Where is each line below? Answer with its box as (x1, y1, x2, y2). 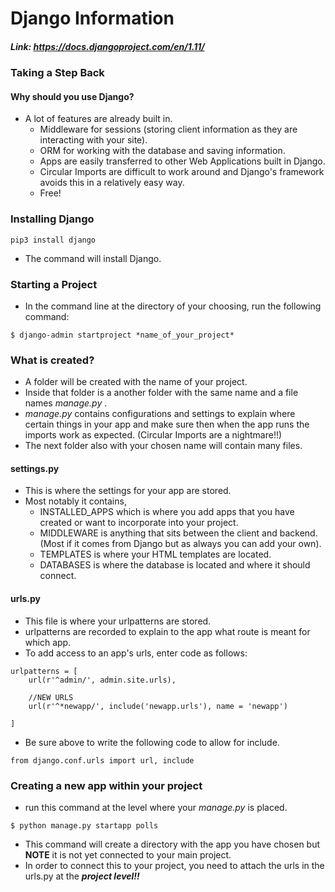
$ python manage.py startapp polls (10, 820, 159, 831)
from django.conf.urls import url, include (10, 755, 195, 766)
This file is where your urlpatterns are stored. (24, 615, 212, 627)
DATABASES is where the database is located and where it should (39, 559, 311, 571)
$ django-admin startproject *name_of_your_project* (10, 330, 235, 340)
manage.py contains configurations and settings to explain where (24, 408, 296, 420)
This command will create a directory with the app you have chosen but (24, 838, 321, 850)
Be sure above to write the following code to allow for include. (24, 736, 280, 748)
